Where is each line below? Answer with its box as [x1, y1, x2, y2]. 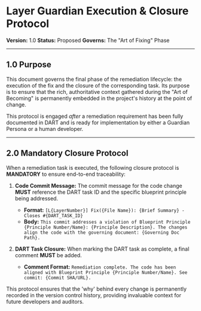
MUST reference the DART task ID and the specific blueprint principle [14, 188, 187, 196]
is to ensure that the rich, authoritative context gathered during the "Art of [6, 88, 188, 95]
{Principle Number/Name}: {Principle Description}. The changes [23, 224, 188, 230]
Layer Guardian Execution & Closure [6, 4, 189, 18]
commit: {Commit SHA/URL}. [23, 275, 92, 280]
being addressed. [14, 194, 59, 202]
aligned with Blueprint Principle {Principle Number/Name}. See [23, 269, 188, 276]
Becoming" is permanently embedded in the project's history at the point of [6, 94, 193, 102]
